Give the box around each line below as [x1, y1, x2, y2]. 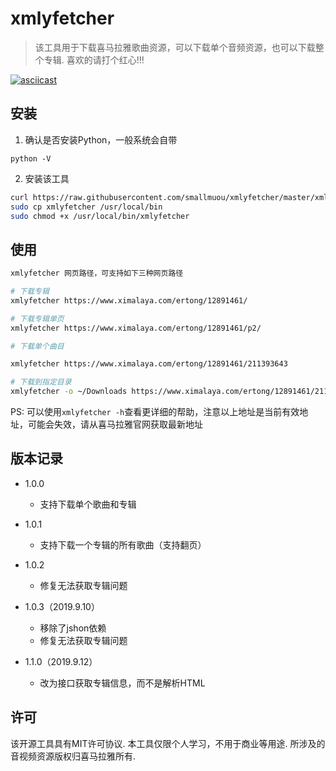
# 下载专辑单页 [10, 313, 65, 324]
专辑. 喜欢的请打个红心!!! [43, 53, 145, 66]
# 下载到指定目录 [10, 377, 72, 387]
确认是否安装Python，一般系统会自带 [24, 133, 178, 146]
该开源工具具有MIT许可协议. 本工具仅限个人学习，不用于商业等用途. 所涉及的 [10, 737, 326, 749]
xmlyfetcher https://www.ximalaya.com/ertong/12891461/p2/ [10, 323, 262, 333]
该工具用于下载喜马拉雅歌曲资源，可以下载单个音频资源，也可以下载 [34, 41, 316, 53]
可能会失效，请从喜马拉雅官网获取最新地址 [27, 418, 203, 431]
